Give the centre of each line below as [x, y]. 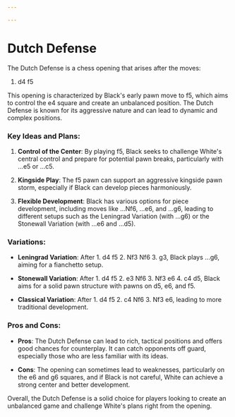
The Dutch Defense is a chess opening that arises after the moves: [104, 68]
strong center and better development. [74, 385]
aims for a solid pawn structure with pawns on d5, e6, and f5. [107, 286]
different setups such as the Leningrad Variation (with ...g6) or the [113, 216]
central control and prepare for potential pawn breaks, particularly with [120, 159]
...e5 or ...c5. [36, 166]
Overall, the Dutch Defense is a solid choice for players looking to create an [117, 398]
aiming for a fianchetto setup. [60, 265]
